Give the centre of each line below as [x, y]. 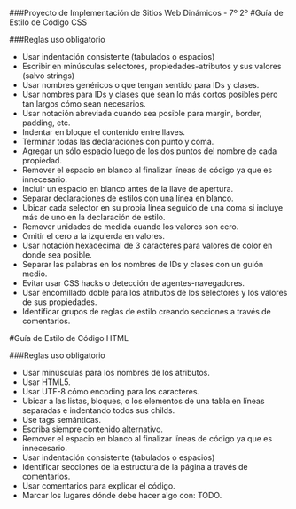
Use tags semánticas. [62, 420]
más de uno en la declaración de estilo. [93, 217]
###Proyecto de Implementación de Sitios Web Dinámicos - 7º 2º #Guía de [146, 13]
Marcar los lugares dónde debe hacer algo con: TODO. [122, 495]
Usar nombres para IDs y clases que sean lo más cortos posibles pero [150, 94]
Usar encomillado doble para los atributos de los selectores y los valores [155, 293]
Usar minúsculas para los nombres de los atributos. [116, 373]
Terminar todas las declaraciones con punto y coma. [118, 142]
